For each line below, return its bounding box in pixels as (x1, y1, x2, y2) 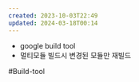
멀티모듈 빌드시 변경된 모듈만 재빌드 (19, 50, 132, 60)
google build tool (19, 41, 76, 50)
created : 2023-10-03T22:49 (8, 11, 98, 20)
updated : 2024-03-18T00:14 (8, 19, 98, 27)
